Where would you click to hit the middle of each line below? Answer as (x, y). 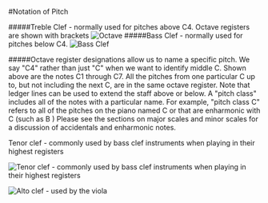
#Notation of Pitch (38, 12)
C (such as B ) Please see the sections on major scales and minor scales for (133, 119)
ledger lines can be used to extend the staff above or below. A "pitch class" (133, 94)
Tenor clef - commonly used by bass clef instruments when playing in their (132, 143)
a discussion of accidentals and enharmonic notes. (92, 127)
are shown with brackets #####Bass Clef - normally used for (126, 36)
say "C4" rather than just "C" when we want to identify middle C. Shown (127, 68)
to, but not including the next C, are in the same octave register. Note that (129, 85)
